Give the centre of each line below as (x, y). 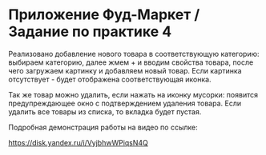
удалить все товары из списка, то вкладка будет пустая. (105, 111)
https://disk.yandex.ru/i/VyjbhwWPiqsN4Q (78, 142)
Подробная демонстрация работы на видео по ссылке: (103, 127)
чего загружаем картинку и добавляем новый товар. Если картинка (125, 70)
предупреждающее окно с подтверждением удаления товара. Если (125, 103)
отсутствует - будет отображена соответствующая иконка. (110, 79)
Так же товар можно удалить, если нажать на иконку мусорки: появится (133, 94)
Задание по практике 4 (90, 32)
